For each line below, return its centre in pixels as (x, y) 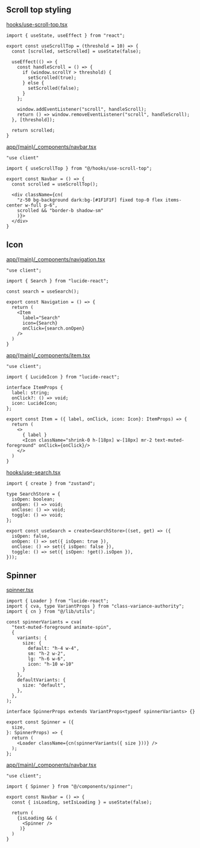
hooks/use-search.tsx (33, 472)
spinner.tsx (20, 590)
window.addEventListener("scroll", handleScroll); (82, 109)
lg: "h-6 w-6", (47, 659)
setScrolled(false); (54, 88)
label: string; (31, 393)
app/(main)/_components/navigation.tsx (56, 259)
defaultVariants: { (42, 680)
